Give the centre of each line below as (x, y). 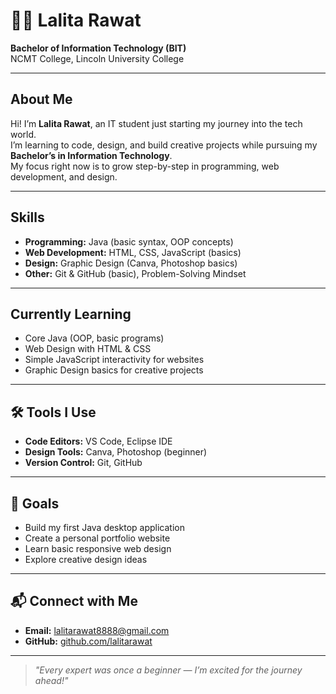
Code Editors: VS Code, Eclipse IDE (98, 441)
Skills (27, 217)
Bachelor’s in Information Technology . (91, 155)
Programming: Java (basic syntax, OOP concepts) (129, 241)
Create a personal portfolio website (97, 538)
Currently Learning (71, 314)
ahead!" (51, 680)
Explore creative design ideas (86, 559)
